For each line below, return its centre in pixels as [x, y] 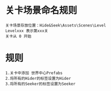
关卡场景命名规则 [41, 10]
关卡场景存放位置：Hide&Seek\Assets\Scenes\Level [56, 25]
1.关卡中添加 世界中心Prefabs [34, 73]
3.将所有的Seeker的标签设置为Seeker [40, 84]
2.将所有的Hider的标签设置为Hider [38, 78]
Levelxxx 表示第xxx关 [27, 31]
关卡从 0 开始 [18, 36]
